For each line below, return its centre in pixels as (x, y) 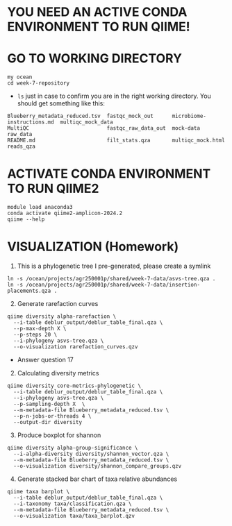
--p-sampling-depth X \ (49, 404)
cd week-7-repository (39, 83)
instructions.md (31, 122)
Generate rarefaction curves (58, 304)
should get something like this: (61, 103)
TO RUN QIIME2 (53, 189)
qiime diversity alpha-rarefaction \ (62, 316)
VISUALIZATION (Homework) (93, 247)
